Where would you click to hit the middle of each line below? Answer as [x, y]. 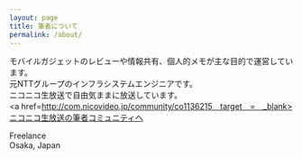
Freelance [28, 136]
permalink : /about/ [46, 34]
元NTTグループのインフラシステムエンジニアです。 [104, 84]
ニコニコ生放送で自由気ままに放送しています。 [96, 95]
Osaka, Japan [35, 145]
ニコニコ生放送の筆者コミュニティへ [77, 117]
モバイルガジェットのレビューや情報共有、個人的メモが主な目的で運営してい [151, 61]
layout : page [34, 18]
